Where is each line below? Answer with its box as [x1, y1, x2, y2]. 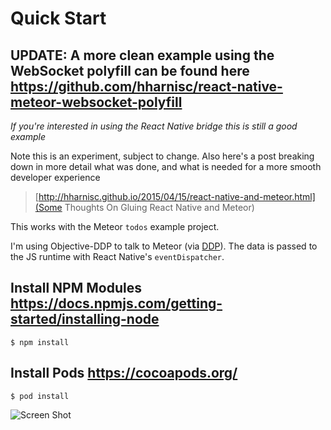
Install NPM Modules [10, 280, 142, 297]
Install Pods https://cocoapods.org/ [10, 365, 238, 382]
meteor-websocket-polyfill [10, 93, 183, 111]
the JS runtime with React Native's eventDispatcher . [10, 251, 225, 262]
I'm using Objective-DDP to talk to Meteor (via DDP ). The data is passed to [10, 240, 318, 252]
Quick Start [10, 7, 107, 30]
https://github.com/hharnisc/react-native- [10, 78, 283, 95]
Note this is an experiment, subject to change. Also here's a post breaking [10, 150, 315, 162]
